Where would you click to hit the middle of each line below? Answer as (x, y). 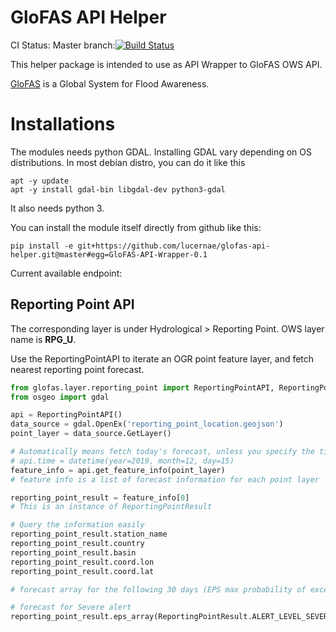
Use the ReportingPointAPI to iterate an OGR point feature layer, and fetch (162, 358)
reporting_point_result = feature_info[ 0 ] (100, 497)
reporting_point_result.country (77, 544)
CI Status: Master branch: (63, 45)
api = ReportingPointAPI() (66, 415)
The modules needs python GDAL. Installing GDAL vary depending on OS (161, 152)
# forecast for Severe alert (71, 607)
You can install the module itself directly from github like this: (136, 227)
